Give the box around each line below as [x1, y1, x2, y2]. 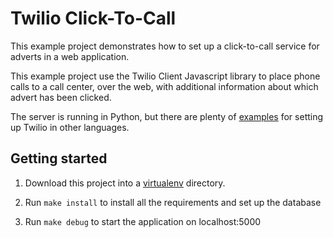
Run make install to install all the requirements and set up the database [24, 196, 322, 208]
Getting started [10, 150, 108, 167]
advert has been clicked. [10, 91, 112, 103]
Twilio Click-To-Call [10, 7, 177, 30]
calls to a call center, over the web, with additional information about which [10, 80, 319, 92]
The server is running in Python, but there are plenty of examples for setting [10, 110, 324, 122]
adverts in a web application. [10, 50, 130, 62]
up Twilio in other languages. [10, 121, 130, 133]
